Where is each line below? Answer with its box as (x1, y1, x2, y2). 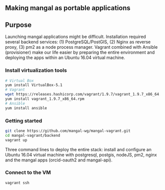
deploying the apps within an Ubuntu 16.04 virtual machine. (5, 55, 125, 61)
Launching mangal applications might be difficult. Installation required (5, 34, 146, 40)
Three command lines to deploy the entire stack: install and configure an (5, 146, 152, 152)
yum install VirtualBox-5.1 (5, 83, 63, 88)
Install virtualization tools (5, 67, 67, 74)
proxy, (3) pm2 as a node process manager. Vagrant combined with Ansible (5, 44, 158, 50)
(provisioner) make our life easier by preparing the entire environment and (5, 49, 155, 56)
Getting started (5, 117, 43, 124)
